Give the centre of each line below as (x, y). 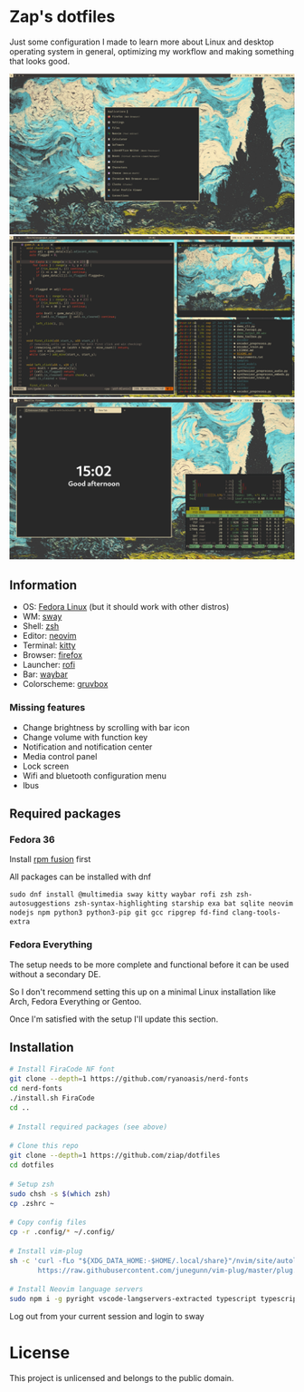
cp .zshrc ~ (32, 1203)
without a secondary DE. (55, 974)
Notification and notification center (87, 747)
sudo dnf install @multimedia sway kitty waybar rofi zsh (121, 895)
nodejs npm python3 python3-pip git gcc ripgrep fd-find (119, 913)
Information (43, 585)
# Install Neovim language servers (76, 1289)
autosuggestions (40, 904)
